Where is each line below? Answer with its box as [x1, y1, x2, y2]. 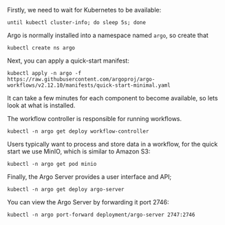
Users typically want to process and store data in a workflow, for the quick [7, 140, 218, 148]
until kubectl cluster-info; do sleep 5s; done [7, 19, 147, 26]
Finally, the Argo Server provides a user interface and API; [7, 173, 172, 181]
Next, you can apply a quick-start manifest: [7, 56, 129, 65]
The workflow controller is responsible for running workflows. [7, 115, 182, 122]
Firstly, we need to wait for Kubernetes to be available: [7, 6, 162, 14]
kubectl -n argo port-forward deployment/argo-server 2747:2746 [7, 211, 195, 218]
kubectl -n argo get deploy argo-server [7, 186, 125, 193]
